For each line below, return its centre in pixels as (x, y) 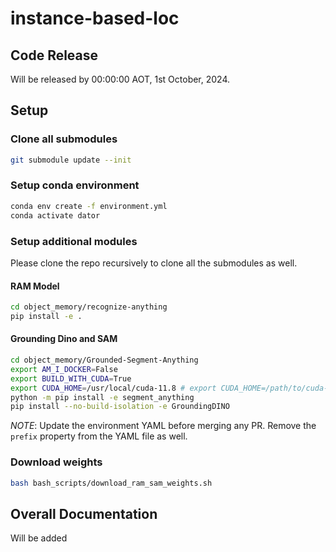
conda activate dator (55, 215)
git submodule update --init (71, 160)
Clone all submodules (64, 139)
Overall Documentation (84, 513)
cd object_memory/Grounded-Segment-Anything (104, 360)
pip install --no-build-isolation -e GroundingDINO (120, 407)
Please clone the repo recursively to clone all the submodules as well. (154, 263)
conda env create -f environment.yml (89, 206)
